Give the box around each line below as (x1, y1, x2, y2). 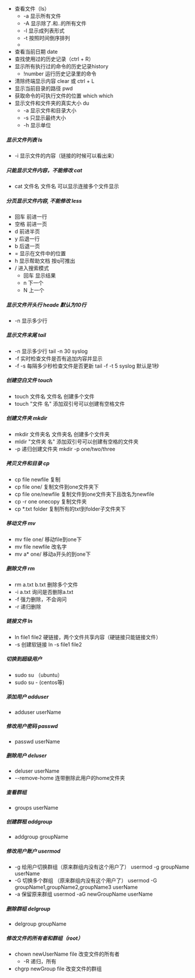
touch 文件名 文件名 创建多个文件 (14, 393, 95, 400)
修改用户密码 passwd (6, 723, 59, 730)
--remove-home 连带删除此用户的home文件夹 (14, 774, 125, 781)
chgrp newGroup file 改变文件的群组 (14, 965, 102, 972)
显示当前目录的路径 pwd (14, 85, 73, 92)
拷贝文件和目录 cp (6, 460, 50, 467)
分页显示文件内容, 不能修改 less (6, 197, 82, 204)
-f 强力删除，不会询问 (14, 596, 67, 603)
